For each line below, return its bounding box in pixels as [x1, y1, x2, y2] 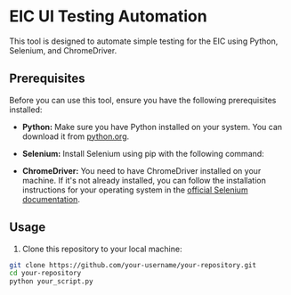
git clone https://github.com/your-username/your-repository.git [9, 260, 256, 269]
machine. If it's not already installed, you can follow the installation [21, 175, 267, 185]
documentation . [21, 193, 80, 204]
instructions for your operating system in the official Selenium [21, 184, 248, 195]
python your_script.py [9, 277, 93, 286]
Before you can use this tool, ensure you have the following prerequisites [9, 94, 277, 105]
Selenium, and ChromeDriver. [9, 45, 117, 55]
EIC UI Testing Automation [9, 6, 207, 27]
